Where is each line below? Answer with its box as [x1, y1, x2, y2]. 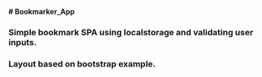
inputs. [8, 36, 37, 47]
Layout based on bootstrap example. [8, 58, 157, 69]
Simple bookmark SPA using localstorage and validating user [8, 26, 254, 38]
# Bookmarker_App [8, 7, 75, 16]
